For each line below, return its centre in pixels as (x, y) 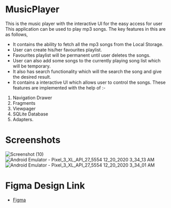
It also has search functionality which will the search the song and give (87, 71)
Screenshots (33, 140)
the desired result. (32, 77)
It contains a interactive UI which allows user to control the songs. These (89, 82)
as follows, (17, 34)
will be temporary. (32, 66)
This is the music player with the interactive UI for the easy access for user (84, 24)
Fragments (24, 103)
